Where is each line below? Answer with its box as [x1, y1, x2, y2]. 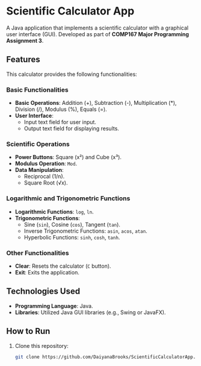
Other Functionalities [6, 248, 69, 257]
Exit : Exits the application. [14, 268, 79, 276]
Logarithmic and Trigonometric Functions [6, 194, 131, 203]
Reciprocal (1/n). [23, 173, 65, 180]
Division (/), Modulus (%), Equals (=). [14, 106, 107, 113]
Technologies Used [6, 286, 80, 297]
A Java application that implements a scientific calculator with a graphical [6, 24, 188, 31]
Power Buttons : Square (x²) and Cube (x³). [14, 154, 122, 161]
